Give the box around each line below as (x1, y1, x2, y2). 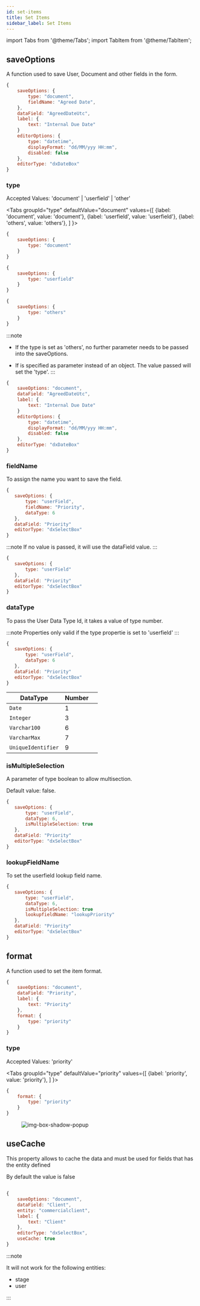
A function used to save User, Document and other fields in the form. (6, 70, 178, 78)
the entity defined (6, 1161, 51, 1168)
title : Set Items (6, 15, 50, 21)
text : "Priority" (28, 1002, 71, 1008)
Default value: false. (6, 786, 56, 794)
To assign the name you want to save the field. (6, 475, 123, 483)
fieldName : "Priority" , (25, 504, 85, 510)
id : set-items (6, 8, 42, 15)
